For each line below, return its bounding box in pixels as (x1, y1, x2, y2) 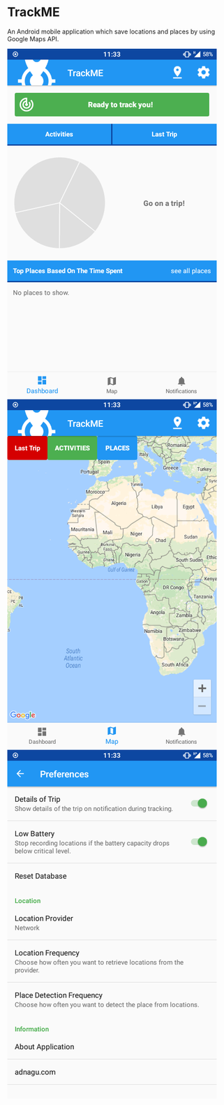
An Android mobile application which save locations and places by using (7, 27, 215, 36)
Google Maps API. (7, 34, 59, 43)
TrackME (7, 4, 61, 20)
